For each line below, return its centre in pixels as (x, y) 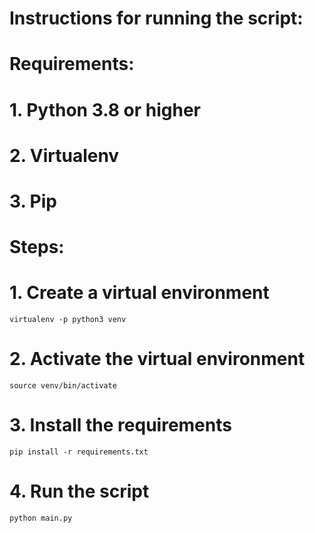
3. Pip (33, 201)
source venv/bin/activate (63, 386)
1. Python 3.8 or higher (105, 109)
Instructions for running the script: (156, 18)
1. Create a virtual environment (139, 293)
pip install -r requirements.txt (79, 452)
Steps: (37, 247)
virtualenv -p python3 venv (68, 320)
